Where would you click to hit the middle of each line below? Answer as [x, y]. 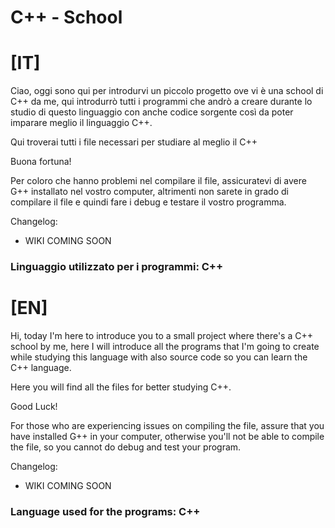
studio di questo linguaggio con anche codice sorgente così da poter [152, 112]
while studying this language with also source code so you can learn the [159, 357]
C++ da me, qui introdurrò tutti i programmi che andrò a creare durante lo [161, 102]
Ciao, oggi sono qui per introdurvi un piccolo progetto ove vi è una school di [167, 91]
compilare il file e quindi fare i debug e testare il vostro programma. [148, 202]
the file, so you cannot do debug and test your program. [126, 447]
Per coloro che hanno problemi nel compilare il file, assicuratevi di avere [158, 181]
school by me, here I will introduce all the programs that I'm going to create [165, 346]
